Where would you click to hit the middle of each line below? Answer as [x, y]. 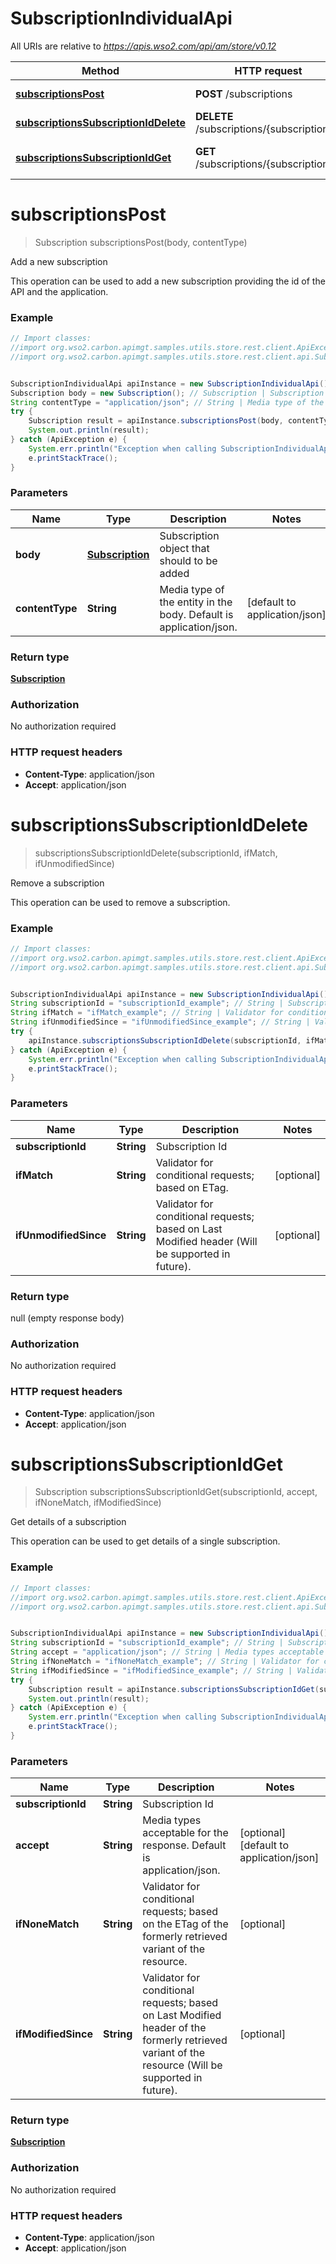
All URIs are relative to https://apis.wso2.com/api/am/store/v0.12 [143, 46]
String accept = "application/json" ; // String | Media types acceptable [167, 1652]
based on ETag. [192, 1187]
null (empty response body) [67, 1318]
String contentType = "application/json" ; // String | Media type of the [167, 402]
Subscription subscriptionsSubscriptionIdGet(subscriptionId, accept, [176, 1492]
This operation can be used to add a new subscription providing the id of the [168, 281]
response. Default [184, 1845]
